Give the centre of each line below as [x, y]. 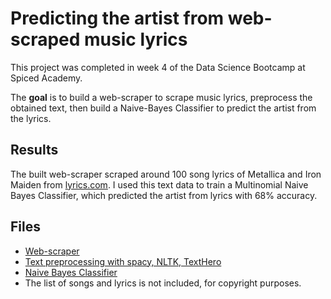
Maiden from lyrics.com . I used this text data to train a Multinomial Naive [159, 184]
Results [34, 150]
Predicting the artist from [117, 18]
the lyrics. [31, 118]
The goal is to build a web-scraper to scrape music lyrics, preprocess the [161, 97]
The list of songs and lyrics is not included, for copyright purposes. [163, 283]
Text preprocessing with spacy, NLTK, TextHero [123, 261]
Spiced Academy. [46, 78]
